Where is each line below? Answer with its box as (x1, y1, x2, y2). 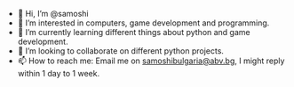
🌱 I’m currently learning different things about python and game (17, 27, 250, 37)
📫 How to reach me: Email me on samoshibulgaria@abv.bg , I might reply (17, 55, 285, 66)
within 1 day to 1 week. (17, 69, 100, 78)
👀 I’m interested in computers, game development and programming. (17, 18, 270, 28)
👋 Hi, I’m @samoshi (17, 9, 89, 18)
